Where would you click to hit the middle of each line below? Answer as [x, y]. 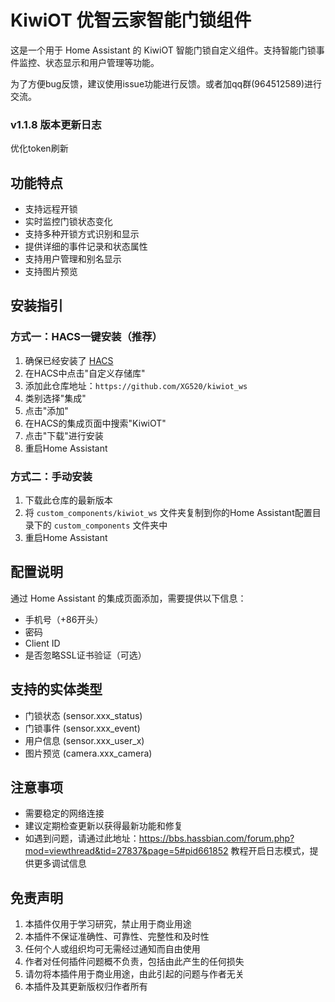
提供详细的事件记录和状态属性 [86, 247]
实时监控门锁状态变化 [68, 222]
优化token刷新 [39, 148]
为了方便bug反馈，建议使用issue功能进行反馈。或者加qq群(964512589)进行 [166, 83]
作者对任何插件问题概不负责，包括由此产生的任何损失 [134, 962]
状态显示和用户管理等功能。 [102, 62]
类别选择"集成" [55, 398]
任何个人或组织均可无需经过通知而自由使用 [112, 949]
